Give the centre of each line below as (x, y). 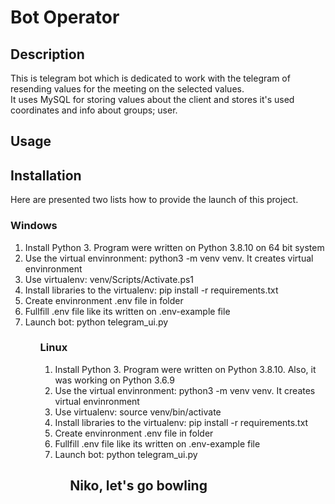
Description (47, 54)
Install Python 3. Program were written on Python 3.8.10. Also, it (185, 369)
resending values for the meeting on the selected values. (127, 89)
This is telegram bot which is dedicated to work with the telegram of (150, 78)
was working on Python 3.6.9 (114, 380)
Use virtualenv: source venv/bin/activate (138, 412)
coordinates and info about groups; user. (94, 110)
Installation (46, 175)
